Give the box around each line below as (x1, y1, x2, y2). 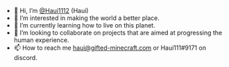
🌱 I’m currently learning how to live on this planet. (13, 21, 155, 29)
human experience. (13, 36, 69, 44)
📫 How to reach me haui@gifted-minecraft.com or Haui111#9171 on (13, 44, 207, 52)
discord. (13, 54, 38, 61)
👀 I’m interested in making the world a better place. (13, 14, 160, 22)
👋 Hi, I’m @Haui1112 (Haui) (13, 7, 89, 15)
